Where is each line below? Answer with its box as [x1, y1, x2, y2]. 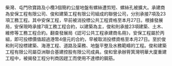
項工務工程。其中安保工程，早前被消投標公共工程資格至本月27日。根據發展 [5, 17, 163, 23]
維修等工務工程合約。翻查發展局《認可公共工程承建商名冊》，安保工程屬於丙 [5, 30, 165, 36]
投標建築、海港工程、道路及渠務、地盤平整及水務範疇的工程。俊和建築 [18, 43, 167, 48]
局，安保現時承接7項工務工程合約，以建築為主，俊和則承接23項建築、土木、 [5, 23, 166, 29]
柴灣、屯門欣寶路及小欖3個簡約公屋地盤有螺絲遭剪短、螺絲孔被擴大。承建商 [5, 5, 165, 10]
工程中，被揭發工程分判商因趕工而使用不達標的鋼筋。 [5, 55, 118, 61]
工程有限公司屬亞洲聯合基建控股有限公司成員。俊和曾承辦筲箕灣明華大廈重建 [5, 49, 167, 55]
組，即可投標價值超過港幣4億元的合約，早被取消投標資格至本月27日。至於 [5, 36, 162, 42]
